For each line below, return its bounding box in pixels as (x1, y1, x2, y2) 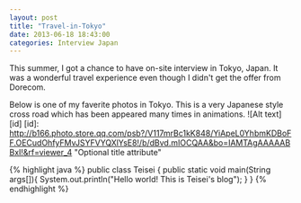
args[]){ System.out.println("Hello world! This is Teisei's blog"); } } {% (9, 174, 267, 185)
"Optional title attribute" (74, 147, 162, 158)
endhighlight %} (9, 183, 69, 194)
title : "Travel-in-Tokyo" (9, 22, 106, 31)
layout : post (9, 13, 58, 22)
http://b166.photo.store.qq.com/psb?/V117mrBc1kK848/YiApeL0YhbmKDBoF (9, 128, 292, 139)
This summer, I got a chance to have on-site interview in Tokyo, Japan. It (9, 63, 279, 74)
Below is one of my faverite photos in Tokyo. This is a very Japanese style (9, 100, 284, 110)
